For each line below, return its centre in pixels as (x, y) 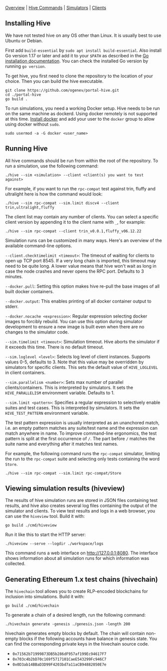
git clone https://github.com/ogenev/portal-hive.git (62, 90)
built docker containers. (29, 291)
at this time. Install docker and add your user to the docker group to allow (80, 119)
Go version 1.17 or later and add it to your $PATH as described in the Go (77, 55)
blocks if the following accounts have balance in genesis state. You (88, 639)
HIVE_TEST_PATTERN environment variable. (47, 413)
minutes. (14, 276)
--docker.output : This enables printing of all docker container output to (79, 301)
